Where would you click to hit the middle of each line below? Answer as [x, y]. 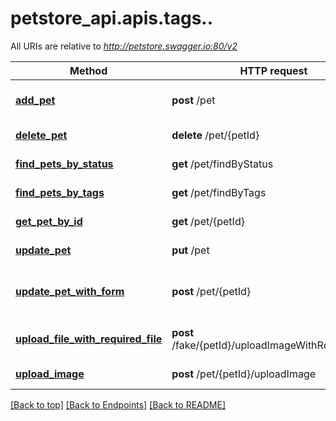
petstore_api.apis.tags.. [112, 18]
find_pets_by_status [64, 164]
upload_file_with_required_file [89, 339]
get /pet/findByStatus [222, 164]
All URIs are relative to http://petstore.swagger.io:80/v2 [124, 46]
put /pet [190, 250]
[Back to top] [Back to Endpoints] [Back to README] [118, 404]
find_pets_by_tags [60, 192]
